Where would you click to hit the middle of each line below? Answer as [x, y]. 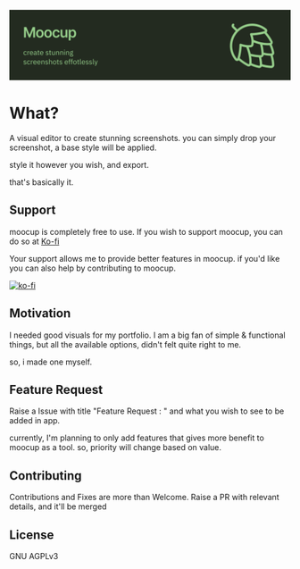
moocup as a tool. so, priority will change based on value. [115, 448]
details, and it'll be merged [58, 506]
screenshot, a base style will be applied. [83, 147]
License [32, 535]
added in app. [35, 421]
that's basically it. [42, 182]
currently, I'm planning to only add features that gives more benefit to [137, 438]
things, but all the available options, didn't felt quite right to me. [125, 344]
